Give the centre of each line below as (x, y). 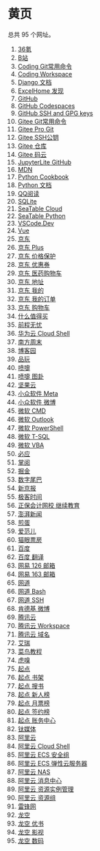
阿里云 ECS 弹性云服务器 (52, 763)
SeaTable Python (41, 216)
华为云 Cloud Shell (44, 333)
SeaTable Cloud (40, 208)
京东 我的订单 (37, 299)
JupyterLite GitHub (45, 162)
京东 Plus (30, 247)
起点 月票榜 (34, 703)
